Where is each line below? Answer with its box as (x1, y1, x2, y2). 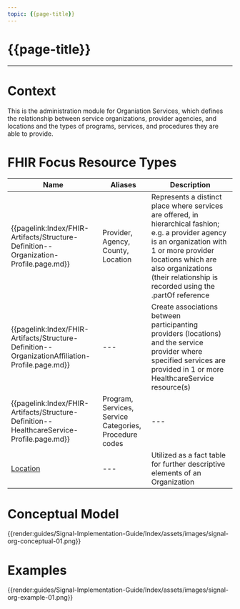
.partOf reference (151, 290, 210, 300)
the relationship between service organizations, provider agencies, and (7, 114, 216, 122)
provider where (151, 347, 203, 357)
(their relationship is (151, 272, 219, 282)
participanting (151, 320, 199, 330)
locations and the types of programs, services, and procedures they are (7, 122, 219, 130)
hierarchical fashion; (151, 219, 220, 229)
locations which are (151, 254, 217, 264)
